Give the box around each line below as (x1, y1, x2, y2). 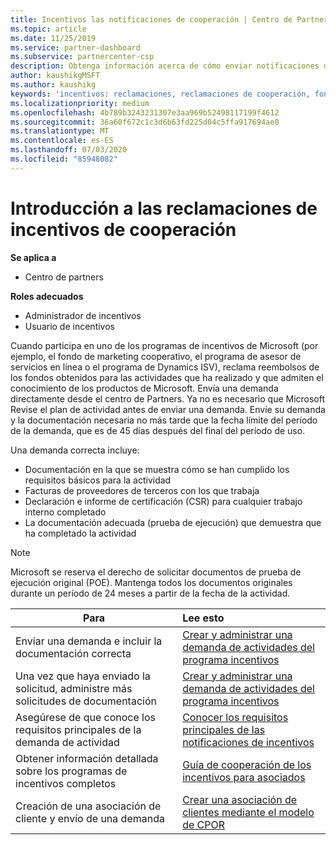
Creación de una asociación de (15, 799, 162, 813)
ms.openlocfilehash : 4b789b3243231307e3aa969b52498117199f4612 (10, 107, 280, 118)
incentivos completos (15, 776, 117, 790)
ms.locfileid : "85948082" (10, 154, 118, 164)
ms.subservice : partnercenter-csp (10, 52, 155, 62)
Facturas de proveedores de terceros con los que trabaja (24, 484, 260, 496)
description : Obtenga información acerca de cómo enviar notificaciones (10, 61, 320, 71)
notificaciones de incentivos (182, 735, 315, 749)
